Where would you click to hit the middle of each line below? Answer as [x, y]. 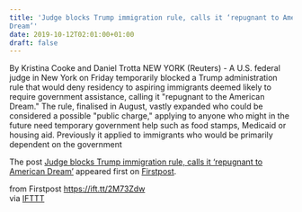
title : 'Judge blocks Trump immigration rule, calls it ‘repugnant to [144, 18]
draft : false [34, 43]
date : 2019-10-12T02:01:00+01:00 [72, 34]
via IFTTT [27, 199]
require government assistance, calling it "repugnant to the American [137, 97]
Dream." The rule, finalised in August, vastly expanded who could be [136, 106]
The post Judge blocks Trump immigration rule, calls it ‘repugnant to [136, 162]
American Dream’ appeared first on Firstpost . [93, 172]
